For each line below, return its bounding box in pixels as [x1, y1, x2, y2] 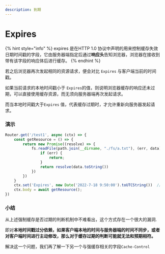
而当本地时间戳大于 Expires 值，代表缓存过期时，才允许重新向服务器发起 [5, 101, 151, 107]
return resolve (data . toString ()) [40, 164, 109, 169]
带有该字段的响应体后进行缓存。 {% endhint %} [5, 58, 101, 63]
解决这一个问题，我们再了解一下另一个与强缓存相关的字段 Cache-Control [5, 244, 150, 250]
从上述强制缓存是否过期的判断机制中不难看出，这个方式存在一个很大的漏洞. [5, 217, 157, 222]
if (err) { [40, 151, 63, 156]
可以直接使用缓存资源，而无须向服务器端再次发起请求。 [13, 91, 126, 96]
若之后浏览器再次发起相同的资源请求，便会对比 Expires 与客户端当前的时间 [5, 68, 156, 74]
